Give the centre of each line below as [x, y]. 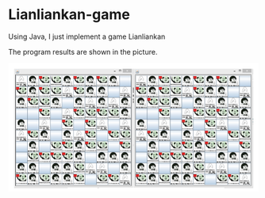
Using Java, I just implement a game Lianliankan [87, 36]
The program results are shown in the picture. [83, 51]
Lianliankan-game [69, 15]
